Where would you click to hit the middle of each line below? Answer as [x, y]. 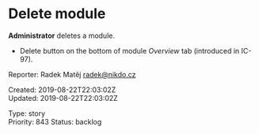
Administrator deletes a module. [61, 35]
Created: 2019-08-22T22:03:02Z [62, 89]
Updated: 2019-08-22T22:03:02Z [63, 98]
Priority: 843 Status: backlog [55, 121]
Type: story [27, 113]
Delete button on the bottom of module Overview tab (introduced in [129, 50]
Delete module [57, 14]
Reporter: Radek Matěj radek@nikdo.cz [72, 74]
